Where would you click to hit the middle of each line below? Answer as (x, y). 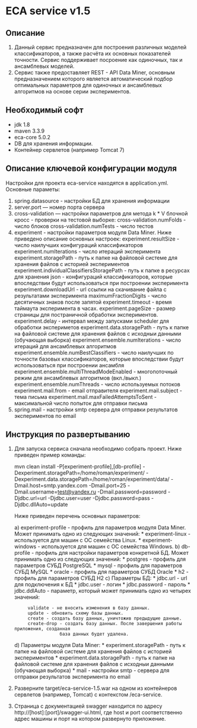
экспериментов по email (45, 415)
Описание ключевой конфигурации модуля (91, 169)
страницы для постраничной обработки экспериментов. (86, 314)
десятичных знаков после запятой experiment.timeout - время (93, 302)
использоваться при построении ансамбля (69, 365)
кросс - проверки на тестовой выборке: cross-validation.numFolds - (100, 220)
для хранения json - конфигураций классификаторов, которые (93, 276)
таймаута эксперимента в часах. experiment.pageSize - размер (95, 308)
